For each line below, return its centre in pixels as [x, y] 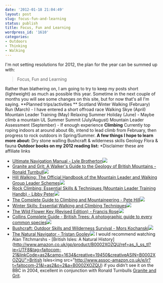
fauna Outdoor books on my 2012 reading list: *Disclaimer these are [74, 146]
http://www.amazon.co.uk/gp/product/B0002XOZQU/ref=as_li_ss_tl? [82, 244]
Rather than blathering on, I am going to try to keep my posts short [72, 88]
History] [106, 239]
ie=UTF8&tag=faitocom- [37, 249]
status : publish [21, 23]
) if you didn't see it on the [127, 265]
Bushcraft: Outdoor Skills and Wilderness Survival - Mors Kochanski [80, 228]
